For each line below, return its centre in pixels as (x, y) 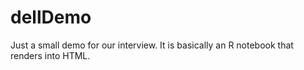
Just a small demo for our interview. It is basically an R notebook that (152, 45)
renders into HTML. (50, 55)
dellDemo (51, 17)
